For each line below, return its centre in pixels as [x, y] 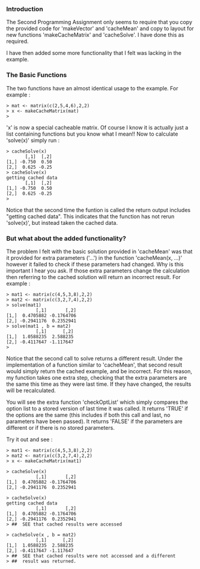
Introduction [25, 9]
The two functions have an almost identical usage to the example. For [92, 88]
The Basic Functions [37, 75]
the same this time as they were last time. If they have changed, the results [99, 384]
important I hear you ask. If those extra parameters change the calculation [98, 271]
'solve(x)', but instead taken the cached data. [62, 222]
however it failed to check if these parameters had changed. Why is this [95, 264]
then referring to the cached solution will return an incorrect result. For [94, 277]
